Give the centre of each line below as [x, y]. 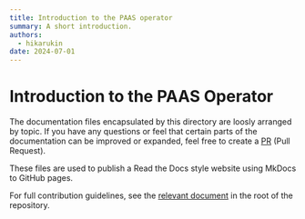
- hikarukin [41, 43]
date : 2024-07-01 [42, 52]
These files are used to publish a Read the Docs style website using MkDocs [153, 168]
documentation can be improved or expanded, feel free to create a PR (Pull [150, 141]
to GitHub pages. [41, 178]
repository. [30, 205]
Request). [28, 151]
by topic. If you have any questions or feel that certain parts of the [133, 132]
